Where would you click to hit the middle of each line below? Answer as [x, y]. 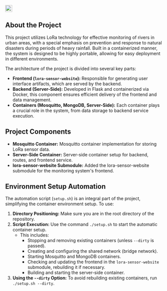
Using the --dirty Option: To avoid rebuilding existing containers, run [85, 278]
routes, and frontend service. [42, 160]
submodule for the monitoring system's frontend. [63, 170]
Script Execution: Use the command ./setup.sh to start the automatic [85, 224]
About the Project [33, 25]
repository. [24, 219]
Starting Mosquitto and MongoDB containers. [74, 257]
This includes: [34, 235]
